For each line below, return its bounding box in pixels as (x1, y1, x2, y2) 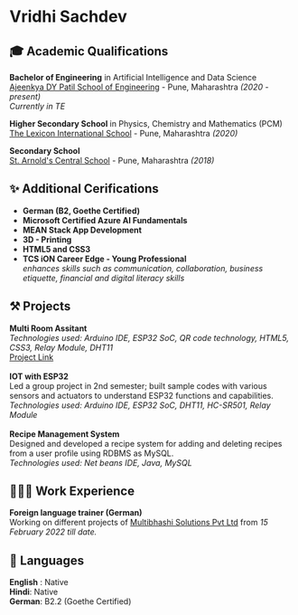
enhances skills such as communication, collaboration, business (22, 262, 264, 273)
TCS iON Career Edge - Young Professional (22, 253, 187, 264)
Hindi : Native (9, 586, 59, 598)
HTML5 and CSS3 (22, 243, 91, 254)
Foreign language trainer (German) (9, 507, 143, 518)
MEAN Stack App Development (22, 224, 143, 235)
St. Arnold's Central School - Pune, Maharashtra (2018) (9, 156, 215, 166)
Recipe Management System (9, 428, 120, 440)
